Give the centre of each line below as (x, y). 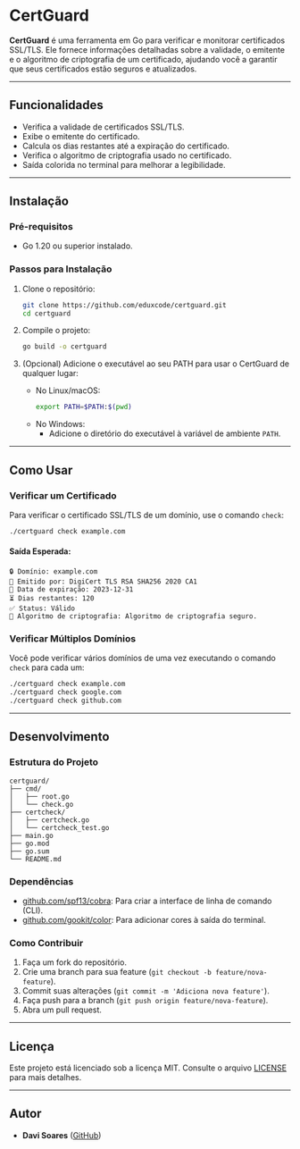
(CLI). (32, 910)
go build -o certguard (64, 347)
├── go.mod (29, 843)
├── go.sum (29, 851)
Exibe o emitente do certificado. (81, 136)
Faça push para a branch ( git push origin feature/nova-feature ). (145, 1001)
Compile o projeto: (56, 331)
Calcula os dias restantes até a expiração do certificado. (126, 146)
